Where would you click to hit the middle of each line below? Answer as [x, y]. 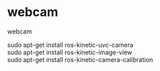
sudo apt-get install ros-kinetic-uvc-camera [71, 45]
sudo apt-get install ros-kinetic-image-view [70, 52]
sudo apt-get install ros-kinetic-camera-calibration [80, 59]
